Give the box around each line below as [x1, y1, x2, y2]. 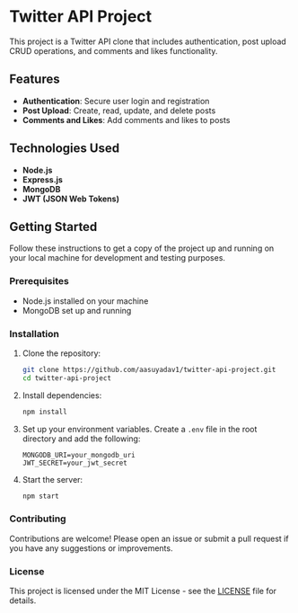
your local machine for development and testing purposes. [9, 253, 226, 263]
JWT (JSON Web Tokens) [22, 193, 119, 204]
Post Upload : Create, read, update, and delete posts [22, 105, 216, 116]
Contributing [9, 512, 66, 525]
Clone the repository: [22, 348, 101, 359]
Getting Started [9, 218, 98, 235]
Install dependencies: [22, 389, 102, 401]
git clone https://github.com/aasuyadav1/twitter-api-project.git [22, 365, 276, 374]
